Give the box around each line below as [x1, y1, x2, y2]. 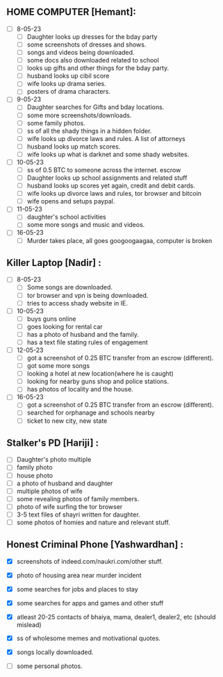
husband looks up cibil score [26, 72, 110, 80]
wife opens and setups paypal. [26, 197, 115, 206]
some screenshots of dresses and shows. [26, 40, 147, 49]
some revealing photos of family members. [16, 494, 140, 503]
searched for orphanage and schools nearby [26, 408, 155, 417]
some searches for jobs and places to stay [16, 585, 138, 593]
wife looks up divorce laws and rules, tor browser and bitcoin [26, 190, 202, 198]
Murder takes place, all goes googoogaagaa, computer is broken [26, 236, 213, 244]
